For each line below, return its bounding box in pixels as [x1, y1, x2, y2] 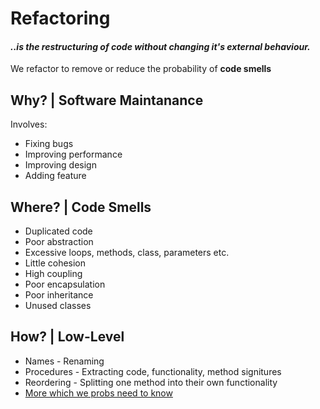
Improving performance [24, 148, 123, 161]
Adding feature [24, 170, 87, 182]
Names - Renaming [24, 355, 105, 367]
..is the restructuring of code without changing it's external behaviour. [10, 40, 311, 52]
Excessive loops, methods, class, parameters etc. [24, 247, 230, 259]
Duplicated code [24, 225, 93, 237]
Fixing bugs [24, 138, 74, 150]
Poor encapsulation [24, 278, 106, 291]
